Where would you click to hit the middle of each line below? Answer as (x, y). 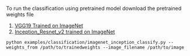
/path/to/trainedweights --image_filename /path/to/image (112, 47)
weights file (20, 14)
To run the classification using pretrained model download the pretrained (94, 8)
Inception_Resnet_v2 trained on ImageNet (65, 32)
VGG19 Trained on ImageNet (49, 26)
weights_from (22, 47)
